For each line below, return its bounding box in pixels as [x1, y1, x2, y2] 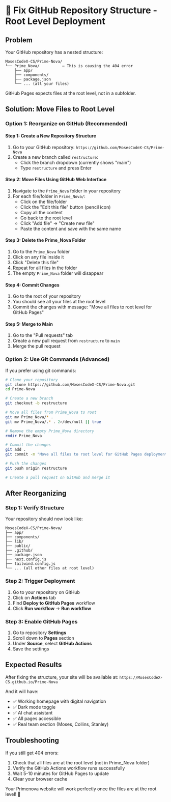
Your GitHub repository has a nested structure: [5, 49, 103, 55]
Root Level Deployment [5, 15, 106, 27]
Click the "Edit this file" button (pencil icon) [20, 204, 111, 210]
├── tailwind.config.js [5, 561, 56, 566]
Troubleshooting [5, 736, 60, 745]
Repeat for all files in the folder [12, 265, 77, 271]
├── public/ [5, 543, 31, 549]
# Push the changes [5, 461, 47, 466]
